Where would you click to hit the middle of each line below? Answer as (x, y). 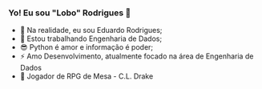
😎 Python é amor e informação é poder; (87, 47)
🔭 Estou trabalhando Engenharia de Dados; (91, 38)
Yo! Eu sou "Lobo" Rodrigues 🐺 (70, 13)
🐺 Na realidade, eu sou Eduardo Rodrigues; (91, 30)
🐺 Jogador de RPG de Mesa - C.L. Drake (87, 76)
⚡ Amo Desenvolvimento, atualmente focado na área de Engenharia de (137, 56)
